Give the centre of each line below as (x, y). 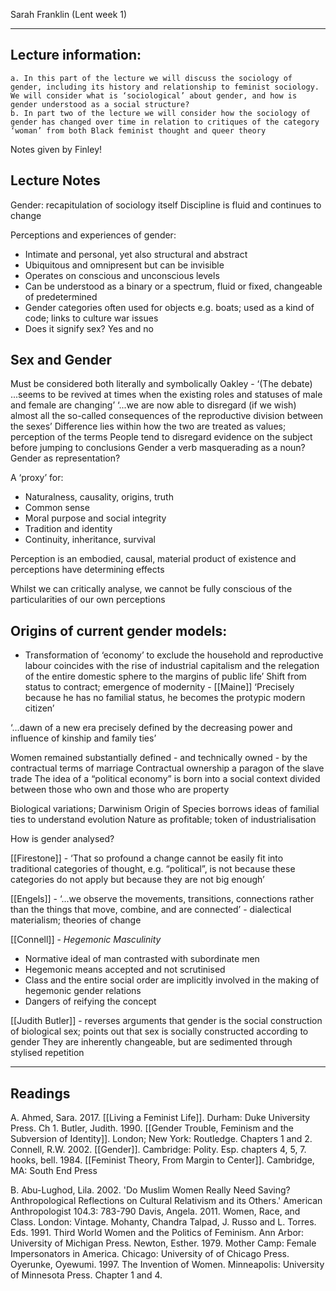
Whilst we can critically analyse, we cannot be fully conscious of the (151, 589)
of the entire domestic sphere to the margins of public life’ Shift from (165, 676)
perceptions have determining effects (87, 570)
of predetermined (61, 296)
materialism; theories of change (76, 920)
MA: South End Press (54, 1171)
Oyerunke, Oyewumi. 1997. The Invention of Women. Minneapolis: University (167, 1265)
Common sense (57, 508)
